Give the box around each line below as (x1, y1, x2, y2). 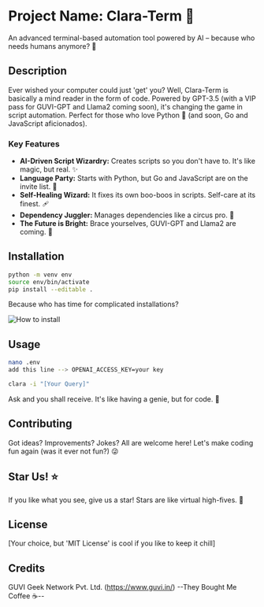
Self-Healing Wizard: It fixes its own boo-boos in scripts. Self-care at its (19, 191, 256, 200)
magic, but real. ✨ (19, 165, 79, 174)
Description (8, 65, 67, 78)
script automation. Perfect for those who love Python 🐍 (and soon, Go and (8, 110, 248, 120)
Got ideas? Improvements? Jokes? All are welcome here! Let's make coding (8, 438, 254, 447)
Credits (8, 561, 46, 575)
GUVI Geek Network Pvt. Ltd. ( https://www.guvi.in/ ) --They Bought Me (8, 583, 237, 592)
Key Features (8, 138, 61, 149)
